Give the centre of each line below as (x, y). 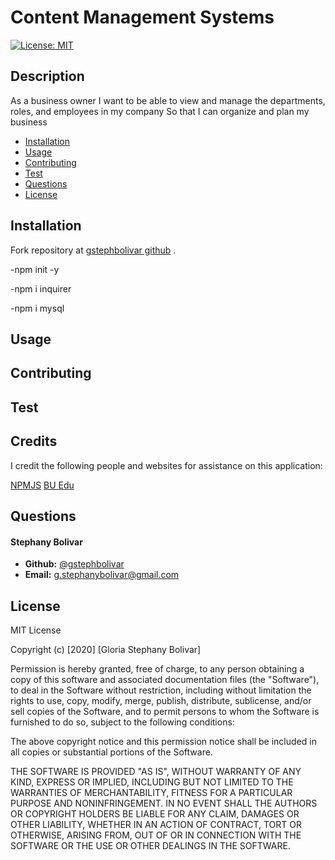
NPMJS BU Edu (42, 485)
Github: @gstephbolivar (74, 564)
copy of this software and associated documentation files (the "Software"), (165, 679)
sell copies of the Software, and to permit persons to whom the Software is (165, 711)
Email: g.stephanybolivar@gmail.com (102, 575)
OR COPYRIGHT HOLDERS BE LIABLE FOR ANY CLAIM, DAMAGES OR (155, 813)
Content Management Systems (142, 17)
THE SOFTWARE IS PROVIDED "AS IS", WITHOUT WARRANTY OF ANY (156, 771)
